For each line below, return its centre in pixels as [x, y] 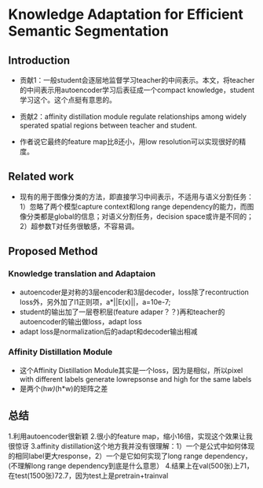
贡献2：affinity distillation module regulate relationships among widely [133, 116]
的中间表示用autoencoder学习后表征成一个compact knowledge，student [137, 90]
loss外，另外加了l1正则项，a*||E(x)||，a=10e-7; [95, 301]
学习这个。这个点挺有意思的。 [68, 100]
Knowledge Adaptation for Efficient [126, 15]
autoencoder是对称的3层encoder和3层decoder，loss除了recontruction [134, 292]
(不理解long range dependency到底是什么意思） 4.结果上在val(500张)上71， [131, 465]
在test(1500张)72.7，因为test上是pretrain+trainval [88, 475]
